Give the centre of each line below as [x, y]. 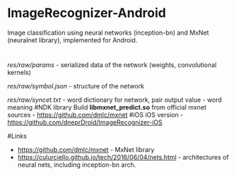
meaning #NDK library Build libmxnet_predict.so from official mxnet [107, 107]
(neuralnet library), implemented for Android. [72, 40]
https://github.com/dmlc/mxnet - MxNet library [86, 150]
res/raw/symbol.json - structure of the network [76, 86]
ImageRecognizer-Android [87, 13]
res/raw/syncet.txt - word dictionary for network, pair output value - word [115, 100]
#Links [17, 136]
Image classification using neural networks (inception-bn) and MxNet [108, 33]
